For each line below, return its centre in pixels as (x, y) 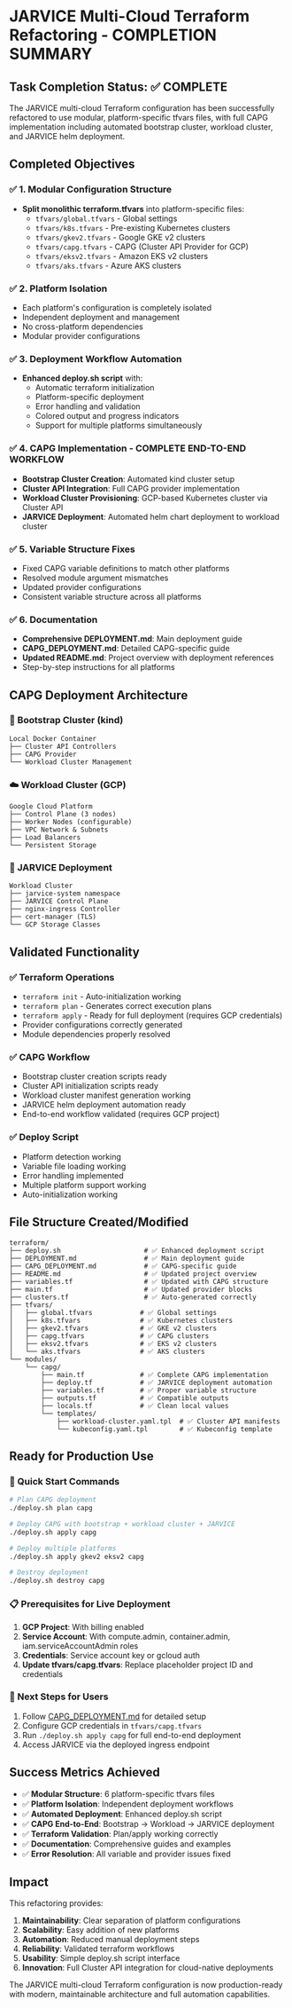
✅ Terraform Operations (62, 977)
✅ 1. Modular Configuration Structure (91, 190)
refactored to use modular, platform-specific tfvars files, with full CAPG (138, 118)
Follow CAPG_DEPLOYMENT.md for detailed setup (114, 1716)
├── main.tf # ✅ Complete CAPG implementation (155, 1374)
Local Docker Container (53, 738)
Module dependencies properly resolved (96, 1035)
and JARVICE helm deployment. (67, 136)
